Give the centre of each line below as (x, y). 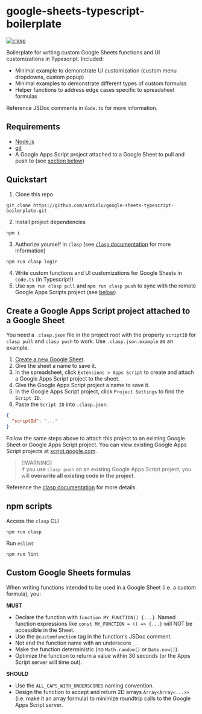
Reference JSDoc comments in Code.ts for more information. (82, 108)
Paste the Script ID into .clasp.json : (62, 404)
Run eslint (20, 543)
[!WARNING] (36, 463)
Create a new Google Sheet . (50, 359)
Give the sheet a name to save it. (55, 366)
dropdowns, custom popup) (49, 77)
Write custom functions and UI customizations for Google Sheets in (99, 272)
